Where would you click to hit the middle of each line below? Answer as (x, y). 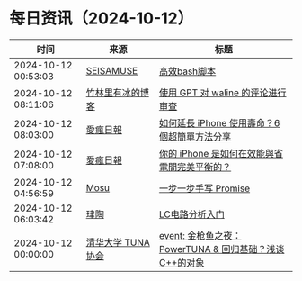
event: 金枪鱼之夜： (200, 235)
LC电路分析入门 (191, 214)
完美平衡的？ (204, 167)
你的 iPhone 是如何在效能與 (217, 153)
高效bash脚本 (187, 71)
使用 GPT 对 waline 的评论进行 (222, 93)
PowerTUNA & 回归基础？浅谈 (222, 249)
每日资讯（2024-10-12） (102, 18)
